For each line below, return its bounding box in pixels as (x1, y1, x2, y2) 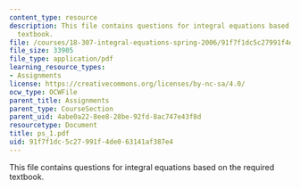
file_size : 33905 (9, 46, 74, 55)
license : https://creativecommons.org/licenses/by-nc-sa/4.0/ (9, 79, 246, 88)
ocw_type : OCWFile (9, 87, 78, 96)
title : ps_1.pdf (9, 129, 70, 138)
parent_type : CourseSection (9, 104, 114, 113)
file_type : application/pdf (9, 54, 114, 63)
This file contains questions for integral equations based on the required (9, 161, 275, 172)
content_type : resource (9, 12, 98, 22)
